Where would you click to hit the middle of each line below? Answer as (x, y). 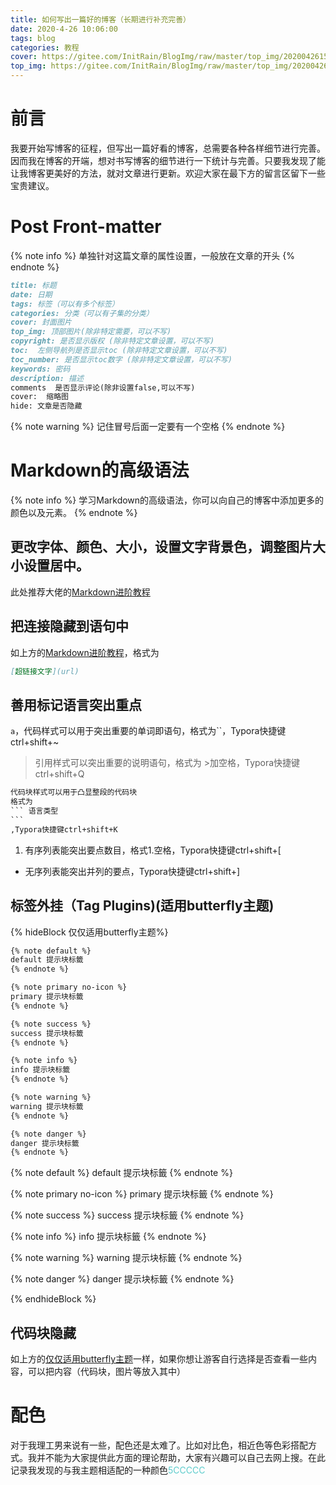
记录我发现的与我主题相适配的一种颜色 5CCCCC (108, 1470)
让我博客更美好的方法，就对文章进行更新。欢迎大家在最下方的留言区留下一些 (168, 173)
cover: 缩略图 (39, 397)
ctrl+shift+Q (59, 774)
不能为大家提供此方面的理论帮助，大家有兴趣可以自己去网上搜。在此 (185, 1458)
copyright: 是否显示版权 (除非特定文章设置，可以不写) (112, 341)
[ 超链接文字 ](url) (45, 671)
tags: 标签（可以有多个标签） (65, 304)
